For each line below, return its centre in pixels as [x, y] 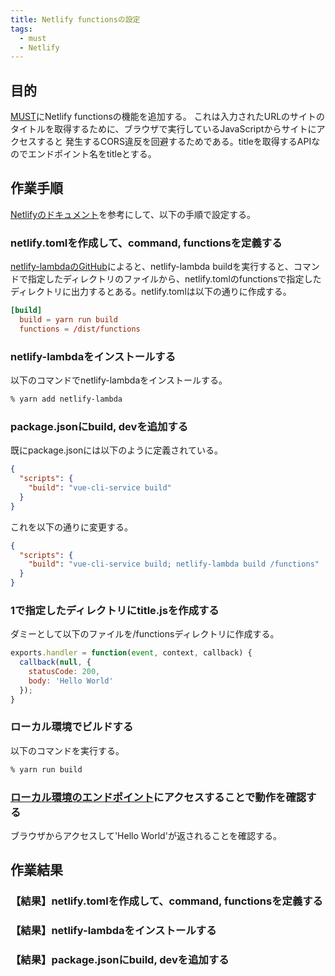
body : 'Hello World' [71, 681]
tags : [21, 29]
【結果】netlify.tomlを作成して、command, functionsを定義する [166, 901]
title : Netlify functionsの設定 [75, 19]
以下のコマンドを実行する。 [67, 750]
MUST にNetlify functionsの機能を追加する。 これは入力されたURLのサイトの [168, 117]
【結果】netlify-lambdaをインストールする [113, 931]
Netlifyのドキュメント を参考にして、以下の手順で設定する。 [133, 214]
